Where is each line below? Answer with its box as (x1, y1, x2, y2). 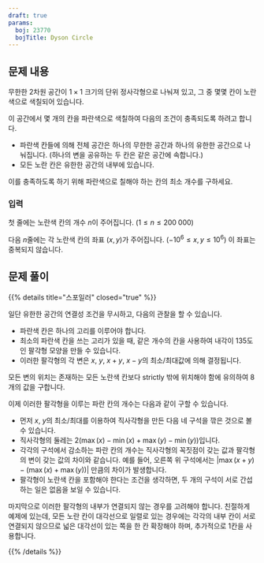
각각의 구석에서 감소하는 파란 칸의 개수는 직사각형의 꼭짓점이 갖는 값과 (19, 445, 235, 454)
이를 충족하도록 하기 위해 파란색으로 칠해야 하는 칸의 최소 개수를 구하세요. (8, 177, 233, 186)
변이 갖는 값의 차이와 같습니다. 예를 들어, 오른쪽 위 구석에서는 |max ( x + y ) (28, 455, 255, 464)
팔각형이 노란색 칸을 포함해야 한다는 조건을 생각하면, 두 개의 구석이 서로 (19, 475, 239, 484)
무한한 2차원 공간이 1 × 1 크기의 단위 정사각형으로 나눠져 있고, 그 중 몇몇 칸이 (8, 88, 242, 97)
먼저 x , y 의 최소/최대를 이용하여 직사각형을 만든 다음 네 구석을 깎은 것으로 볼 (19, 416, 252, 425)
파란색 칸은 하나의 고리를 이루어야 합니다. (19, 326, 147, 335)
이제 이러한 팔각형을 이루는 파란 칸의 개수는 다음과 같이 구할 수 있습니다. (8, 399, 229, 408)
